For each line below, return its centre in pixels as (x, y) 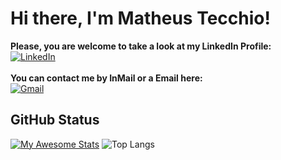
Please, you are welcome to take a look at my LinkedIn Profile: (141, 46)
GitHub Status (55, 120)
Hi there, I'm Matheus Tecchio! (140, 18)
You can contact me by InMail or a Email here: (106, 78)
